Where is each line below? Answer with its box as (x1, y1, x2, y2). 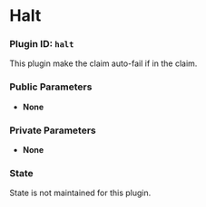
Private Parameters (9, 124, 97, 136)
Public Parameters (9, 80, 93, 93)
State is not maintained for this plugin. (9, 187, 152, 199)
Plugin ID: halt (9, 38, 74, 51)
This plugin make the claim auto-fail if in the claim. (9, 58, 198, 69)
